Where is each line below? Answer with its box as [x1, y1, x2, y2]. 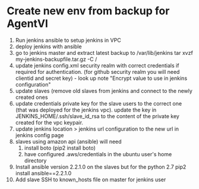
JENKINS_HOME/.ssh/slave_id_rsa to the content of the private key [15, 112, 180, 120]
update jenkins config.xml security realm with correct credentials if [15, 61, 179, 69]
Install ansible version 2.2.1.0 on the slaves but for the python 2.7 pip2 [15, 163, 187, 171]
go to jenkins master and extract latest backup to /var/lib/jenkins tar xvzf [15, 49, 194, 56]
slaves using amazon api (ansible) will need [15, 138, 122, 145]
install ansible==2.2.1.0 [15, 169, 72, 176]
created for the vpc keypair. [15, 119, 84, 126]
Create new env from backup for [7, 4, 170, 18]
